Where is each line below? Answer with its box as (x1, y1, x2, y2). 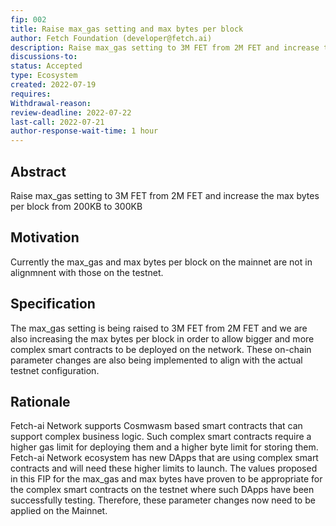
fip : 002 (10, 14, 47, 25)
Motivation (10, 229, 80, 246)
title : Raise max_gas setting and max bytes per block (10, 24, 244, 34)
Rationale (10, 393, 71, 410)
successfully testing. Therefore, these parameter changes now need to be (10, 494, 316, 506)
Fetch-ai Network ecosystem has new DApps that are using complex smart (10, 452, 319, 464)
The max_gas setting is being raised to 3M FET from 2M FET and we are (10, 322, 308, 334)
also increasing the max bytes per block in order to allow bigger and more (10, 332, 315, 345)
